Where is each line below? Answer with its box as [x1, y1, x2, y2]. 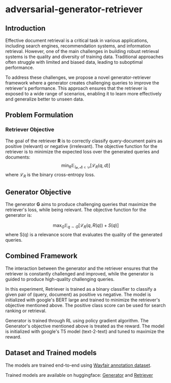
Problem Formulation [5, 111, 74, 119]
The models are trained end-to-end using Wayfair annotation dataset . [5, 362, 152, 368]
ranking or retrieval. [5, 308, 47, 314]
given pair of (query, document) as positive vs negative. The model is [5, 291, 152, 297]
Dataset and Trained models [5, 348, 97, 358]
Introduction [5, 24, 46, 33]
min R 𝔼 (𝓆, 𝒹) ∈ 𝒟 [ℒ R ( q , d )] [61, 162, 111, 169]
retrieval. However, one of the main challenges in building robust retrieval [5, 48, 159, 54]
